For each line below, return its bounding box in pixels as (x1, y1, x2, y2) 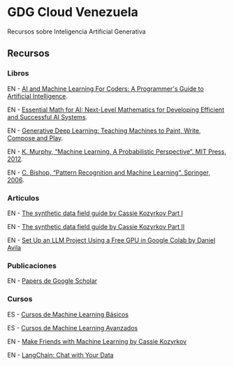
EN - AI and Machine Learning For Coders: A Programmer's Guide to (7, 85, 204, 93)
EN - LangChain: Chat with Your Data (7, 351, 114, 359)
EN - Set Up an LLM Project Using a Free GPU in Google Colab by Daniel (7, 235, 216, 244)
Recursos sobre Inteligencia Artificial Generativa (7, 27, 146, 36)
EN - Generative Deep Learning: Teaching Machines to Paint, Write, (7, 126, 201, 135)
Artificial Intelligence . (7, 91, 68, 100)
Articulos (7, 193, 40, 203)
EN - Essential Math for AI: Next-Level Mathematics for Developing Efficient (7, 105, 225, 114)
